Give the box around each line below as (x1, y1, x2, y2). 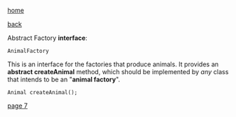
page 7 (7, 101, 28, 110)
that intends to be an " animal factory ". (7, 75, 121, 83)
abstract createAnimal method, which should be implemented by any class (7, 68, 229, 76)
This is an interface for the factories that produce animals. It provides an (7, 60, 219, 68)
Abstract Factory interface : (7, 34, 87, 42)
